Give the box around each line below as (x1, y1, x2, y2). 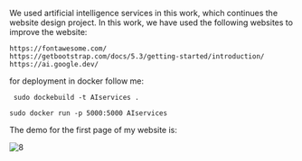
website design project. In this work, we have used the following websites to (9, 17, 294, 28)
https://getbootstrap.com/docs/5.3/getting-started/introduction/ (9, 52, 265, 61)
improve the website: (9, 27, 88, 37)
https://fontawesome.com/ (9, 44, 107, 53)
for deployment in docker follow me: (9, 76, 145, 86)
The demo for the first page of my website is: (9, 125, 178, 135)
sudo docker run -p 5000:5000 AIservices (9, 109, 168, 118)
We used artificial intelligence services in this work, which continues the (9, 8, 278, 18)
